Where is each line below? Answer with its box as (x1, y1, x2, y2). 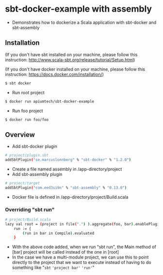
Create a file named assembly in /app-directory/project (12, 166, 122, 172)
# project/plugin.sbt (5, 153, 49, 158)
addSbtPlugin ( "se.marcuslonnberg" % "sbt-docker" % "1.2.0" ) (5, 157, 131, 162)
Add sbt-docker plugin (12, 143, 57, 149)
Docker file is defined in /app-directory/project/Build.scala (12, 194, 129, 200)
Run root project (12, 89, 45, 95)
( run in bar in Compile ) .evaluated (22, 231, 95, 236)
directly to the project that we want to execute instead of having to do (12, 259, 151, 265)
